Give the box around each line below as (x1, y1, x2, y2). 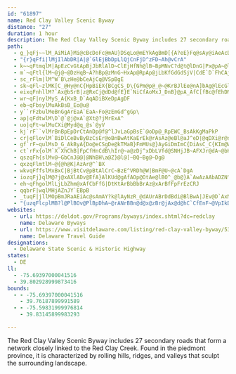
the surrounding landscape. (7, 359, 88, 367)
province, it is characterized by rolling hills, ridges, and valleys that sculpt (7, 351, 220, 359)
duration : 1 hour (7, 30, 58, 37)
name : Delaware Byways (20, 219, 86, 226)
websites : (7, 207, 37, 214)
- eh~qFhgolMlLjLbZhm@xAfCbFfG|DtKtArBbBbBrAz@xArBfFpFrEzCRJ (13, 180, 199, 187)
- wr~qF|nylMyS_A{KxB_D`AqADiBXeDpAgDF (13, 96, 131, 103)
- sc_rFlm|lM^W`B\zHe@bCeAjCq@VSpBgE (13, 75, 124, 83)
